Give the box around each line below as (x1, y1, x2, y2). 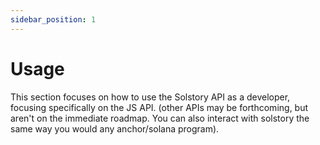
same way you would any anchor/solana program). (10, 122, 220, 135)
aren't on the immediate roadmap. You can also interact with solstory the (10, 112, 310, 124)
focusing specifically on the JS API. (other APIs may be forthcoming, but (10, 101, 309, 113)
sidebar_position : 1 (10, 14, 97, 25)
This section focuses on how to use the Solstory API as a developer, (10, 91, 291, 103)
